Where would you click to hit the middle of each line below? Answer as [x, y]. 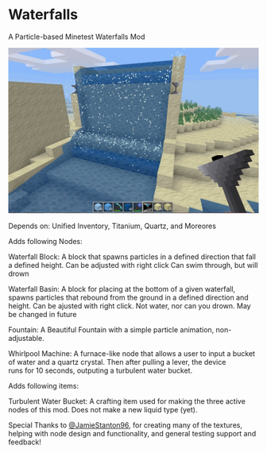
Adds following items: [44, 386]
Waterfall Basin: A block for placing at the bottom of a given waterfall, [122, 289]
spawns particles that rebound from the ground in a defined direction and [128, 298]
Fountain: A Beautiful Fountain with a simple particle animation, [111, 330]
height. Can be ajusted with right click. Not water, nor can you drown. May [130, 306]
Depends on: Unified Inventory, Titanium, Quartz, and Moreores [112, 226]
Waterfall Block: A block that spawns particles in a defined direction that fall [132, 257]
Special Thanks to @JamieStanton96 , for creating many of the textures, [125, 425]
